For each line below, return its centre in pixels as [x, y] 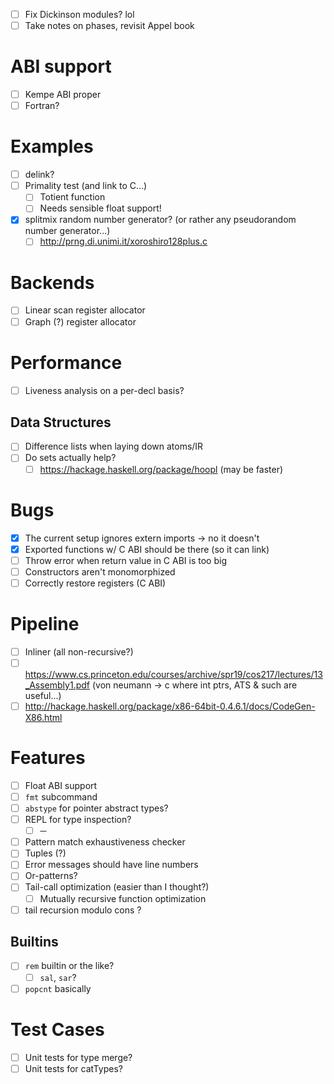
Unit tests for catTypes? [73, 1068]
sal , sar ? [58, 977]
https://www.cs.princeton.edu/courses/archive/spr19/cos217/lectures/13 [173, 674]
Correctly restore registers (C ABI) [95, 583]
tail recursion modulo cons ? [83, 910]
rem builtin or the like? [69, 966]
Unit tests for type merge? [78, 1057]
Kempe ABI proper [63, 95]
